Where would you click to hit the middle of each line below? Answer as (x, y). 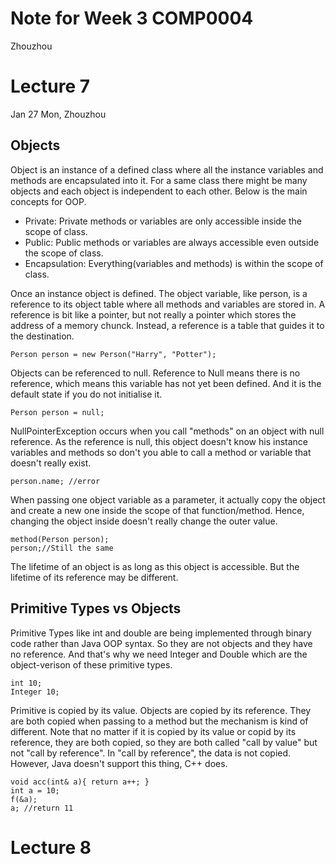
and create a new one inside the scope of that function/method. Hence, (157, 510)
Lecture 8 (51, 847)
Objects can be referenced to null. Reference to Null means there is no (155, 373)
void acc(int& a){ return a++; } (80, 782)
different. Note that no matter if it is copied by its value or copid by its (153, 731)
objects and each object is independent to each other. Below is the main (159, 191)
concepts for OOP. (48, 201)
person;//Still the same (62, 548)
